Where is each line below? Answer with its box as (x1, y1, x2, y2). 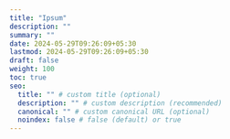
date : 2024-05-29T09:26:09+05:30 (9, 38, 137, 48)
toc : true (9, 73, 47, 82)
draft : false (9, 56, 59, 65)
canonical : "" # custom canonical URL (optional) (17, 107, 210, 116)
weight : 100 (9, 65, 55, 74)
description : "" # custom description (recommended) (17, 98, 223, 108)
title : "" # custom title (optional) (17, 90, 162, 99)
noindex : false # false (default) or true (17, 115, 182, 124)
